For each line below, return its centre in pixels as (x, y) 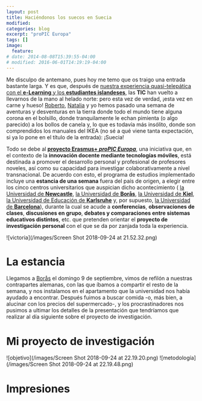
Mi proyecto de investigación (80, 341)
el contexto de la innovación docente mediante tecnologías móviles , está (99, 155)
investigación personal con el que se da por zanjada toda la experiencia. (97, 226)
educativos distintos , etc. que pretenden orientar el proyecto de (87, 219)
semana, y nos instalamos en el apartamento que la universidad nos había (98, 291)
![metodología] (178, 358)
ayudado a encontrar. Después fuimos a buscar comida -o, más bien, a (94, 298)
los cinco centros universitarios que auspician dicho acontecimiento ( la (95, 187)
